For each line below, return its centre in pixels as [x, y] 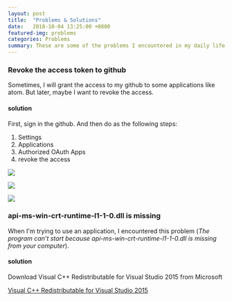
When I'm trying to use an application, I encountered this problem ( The [109, 231]
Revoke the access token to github [67, 70]
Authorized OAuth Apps [52, 152]
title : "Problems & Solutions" [54, 20]
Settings [30, 137]
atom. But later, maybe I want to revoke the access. [81, 92]
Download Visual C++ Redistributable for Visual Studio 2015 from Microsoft [115, 277]
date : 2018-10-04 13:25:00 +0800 [59, 26]
